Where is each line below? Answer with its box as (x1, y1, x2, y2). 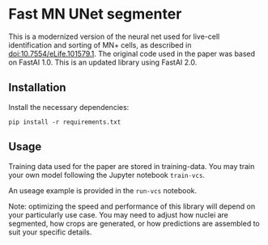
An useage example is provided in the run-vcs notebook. (8, 185, 197, 195)
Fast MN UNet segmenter (8, 5, 182, 23)
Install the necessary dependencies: (8, 102, 130, 112)
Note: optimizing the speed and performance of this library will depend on (8, 201, 256, 211)
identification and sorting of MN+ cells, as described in (8, 40, 192, 49)
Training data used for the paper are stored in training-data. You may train (8, 161, 255, 171)
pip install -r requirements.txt (8, 118, 121, 126)
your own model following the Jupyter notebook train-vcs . (8, 170, 205, 180)
